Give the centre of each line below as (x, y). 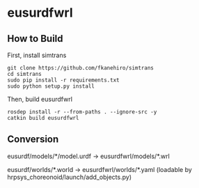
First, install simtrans (37, 55)
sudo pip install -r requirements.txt (63, 80)
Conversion (33, 140)
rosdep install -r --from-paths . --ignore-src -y (82, 112)
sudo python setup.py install (51, 86)
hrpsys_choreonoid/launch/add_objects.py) (70, 177)
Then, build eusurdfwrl (40, 99)
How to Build (35, 39)
